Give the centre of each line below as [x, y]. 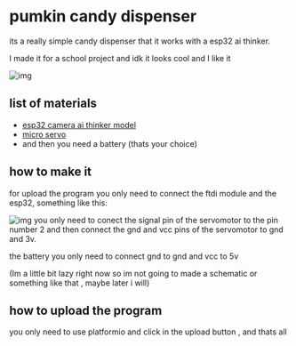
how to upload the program [86, 310]
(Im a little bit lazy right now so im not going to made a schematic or [133, 273]
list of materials [53, 104]
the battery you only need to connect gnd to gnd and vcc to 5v [124, 256]
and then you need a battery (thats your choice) [110, 143]
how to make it [50, 172]
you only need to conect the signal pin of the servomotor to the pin [156, 220]
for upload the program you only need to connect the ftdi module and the [143, 193]
